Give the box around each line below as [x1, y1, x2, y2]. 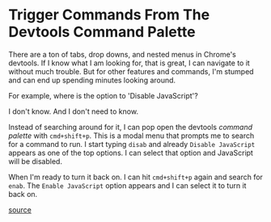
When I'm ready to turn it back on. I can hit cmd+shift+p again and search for [8, 172, 263, 182]
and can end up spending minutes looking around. [8, 75, 176, 85]
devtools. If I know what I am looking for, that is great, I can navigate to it [8, 58, 251, 68]
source [8, 204, 32, 215]
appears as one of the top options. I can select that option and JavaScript [8, 148, 253, 157]
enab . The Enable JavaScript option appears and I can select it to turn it [8, 180, 247, 191]
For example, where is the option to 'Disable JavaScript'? [8, 90, 198, 100]
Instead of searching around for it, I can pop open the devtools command [8, 122, 253, 132]
